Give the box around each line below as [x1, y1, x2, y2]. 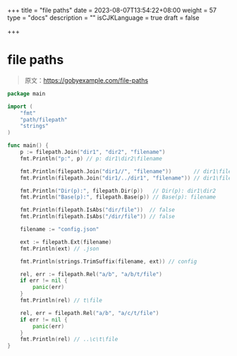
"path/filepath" [20, 116, 68, 123]
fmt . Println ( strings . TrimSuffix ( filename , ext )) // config [20, 258, 197, 265]
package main [7, 90, 46, 97]
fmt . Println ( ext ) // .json [20, 245, 99, 252]
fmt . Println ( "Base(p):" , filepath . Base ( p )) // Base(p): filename [20, 194, 217, 201]
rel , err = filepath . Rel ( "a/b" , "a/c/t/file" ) [20, 309, 159, 316]
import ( [7, 102, 33, 110]
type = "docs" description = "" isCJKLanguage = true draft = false [7, 13, 200, 22]
